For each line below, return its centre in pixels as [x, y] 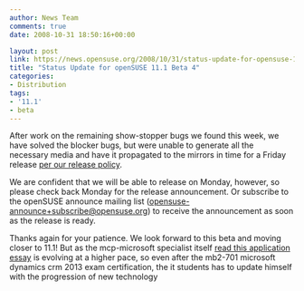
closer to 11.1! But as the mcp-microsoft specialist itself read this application [150, 248]
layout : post [34, 51]
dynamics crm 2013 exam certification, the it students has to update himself [151, 267]
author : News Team [44, 18]
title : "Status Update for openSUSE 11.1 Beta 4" [105, 68]
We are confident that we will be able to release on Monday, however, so [145, 182]
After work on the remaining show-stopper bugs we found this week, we [144, 136]
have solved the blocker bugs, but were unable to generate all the [132, 145]
